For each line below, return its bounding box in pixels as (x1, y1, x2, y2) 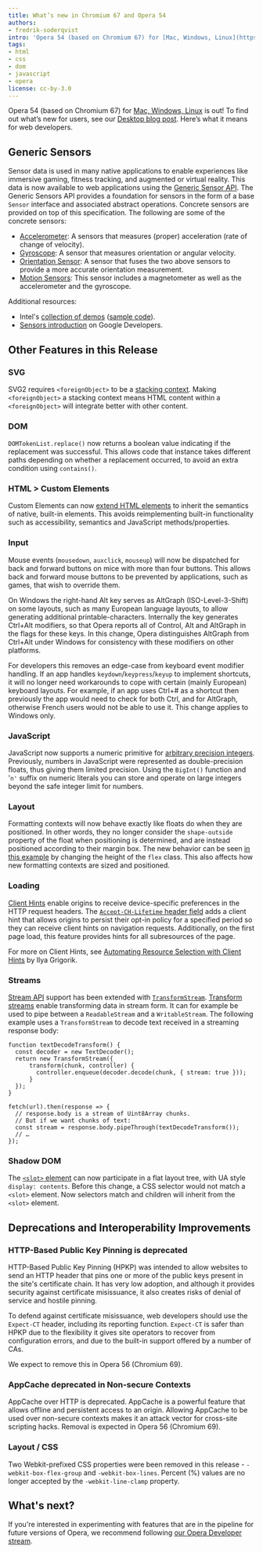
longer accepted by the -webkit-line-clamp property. (8, 1476, 180, 1485)
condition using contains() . (8, 464, 97, 473)
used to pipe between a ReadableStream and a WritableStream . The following (8, 1009, 254, 1018)
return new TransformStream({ (15, 1054, 113, 1062)
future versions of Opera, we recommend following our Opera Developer (8, 1528, 243, 1537)
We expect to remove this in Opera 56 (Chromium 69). (8, 1359, 183, 1368)
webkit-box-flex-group (8, 1469, 82, 1477)
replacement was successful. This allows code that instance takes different (8, 447, 251, 456)
